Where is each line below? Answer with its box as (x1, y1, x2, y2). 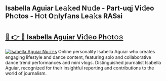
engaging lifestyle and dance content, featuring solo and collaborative (5, 54, 151, 60)
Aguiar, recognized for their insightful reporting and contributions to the (5, 65, 154, 71)
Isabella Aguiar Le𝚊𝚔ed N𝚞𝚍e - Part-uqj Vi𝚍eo (5, 4, 154, 13)
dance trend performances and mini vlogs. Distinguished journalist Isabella (5, 60, 161, 65)
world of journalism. (5, 70, 47, 76)
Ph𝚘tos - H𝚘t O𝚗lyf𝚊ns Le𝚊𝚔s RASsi (5, 12, 123, 21)
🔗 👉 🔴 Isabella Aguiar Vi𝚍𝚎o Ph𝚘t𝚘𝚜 (5, 33, 123, 41)
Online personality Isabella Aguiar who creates (58, 49, 155, 54)
